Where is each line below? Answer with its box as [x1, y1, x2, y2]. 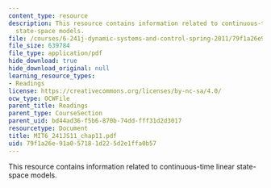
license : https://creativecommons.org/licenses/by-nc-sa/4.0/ [8, 86, 222, 95]
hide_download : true [8, 57, 78, 65]
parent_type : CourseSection [8, 110, 103, 118]
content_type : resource [8, 11, 89, 20]
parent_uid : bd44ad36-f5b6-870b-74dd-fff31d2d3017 [8, 117, 182, 125]
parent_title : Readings [8, 102, 89, 110]
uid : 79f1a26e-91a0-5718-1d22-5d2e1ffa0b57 [8, 139, 157, 148]
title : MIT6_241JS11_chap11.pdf [8, 132, 117, 140]
